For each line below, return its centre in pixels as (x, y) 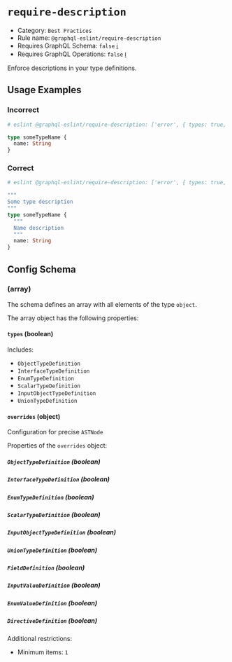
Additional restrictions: (40, 638)
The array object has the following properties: (73, 318)
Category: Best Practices (55, 30)
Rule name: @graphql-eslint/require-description (89, 38)
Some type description (40, 202)
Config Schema (42, 269)
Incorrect (23, 110)
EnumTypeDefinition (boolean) (51, 497)
